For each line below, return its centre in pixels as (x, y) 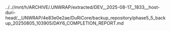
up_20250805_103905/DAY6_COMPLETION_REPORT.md (64, 23)
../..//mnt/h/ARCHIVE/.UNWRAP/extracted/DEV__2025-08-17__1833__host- (83, 7)
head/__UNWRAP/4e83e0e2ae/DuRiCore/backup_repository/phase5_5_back (85, 18)
